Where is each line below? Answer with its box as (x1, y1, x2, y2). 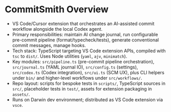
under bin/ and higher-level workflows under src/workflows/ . (12, 75, 142, 81)
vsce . (12, 102, 24, 108)
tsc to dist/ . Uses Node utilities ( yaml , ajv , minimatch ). (12, 53, 127, 59)
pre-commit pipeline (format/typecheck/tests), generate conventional (12, 37, 159, 43)
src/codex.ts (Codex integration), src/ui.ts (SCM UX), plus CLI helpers (12, 69, 165, 75)
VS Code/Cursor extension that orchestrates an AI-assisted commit (12, 20, 155, 27)
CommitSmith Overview (5, 4, 109, 15)
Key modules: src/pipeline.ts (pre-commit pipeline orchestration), (12, 58, 155, 64)
